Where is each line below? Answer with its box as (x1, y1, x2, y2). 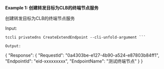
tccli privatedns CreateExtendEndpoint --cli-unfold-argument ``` (5, 35, 146, 40)
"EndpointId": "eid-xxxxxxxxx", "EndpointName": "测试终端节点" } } (5, 58, 143, 64)
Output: (5, 44, 21, 49)
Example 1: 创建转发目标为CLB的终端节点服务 (5, 5, 99, 10)
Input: (5, 25, 17, 31)
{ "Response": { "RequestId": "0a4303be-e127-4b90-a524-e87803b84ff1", (5, 52, 160, 58)
